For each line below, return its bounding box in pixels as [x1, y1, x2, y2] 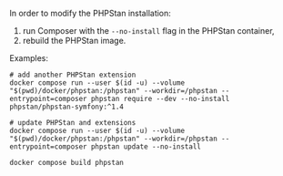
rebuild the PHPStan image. [22, 36, 126, 46]
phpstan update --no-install [90, 142, 202, 151]
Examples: [9, 53, 48, 63]
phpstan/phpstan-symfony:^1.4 [9, 102, 125, 111]
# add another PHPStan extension [9, 70, 136, 79]
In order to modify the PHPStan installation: [9, 8, 171, 18]
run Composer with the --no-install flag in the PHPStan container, [22, 26, 275, 36]
